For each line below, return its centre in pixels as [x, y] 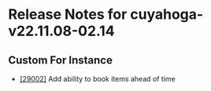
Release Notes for [68, 15]
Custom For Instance [60, 60]
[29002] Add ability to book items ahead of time [97, 79]
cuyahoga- [167, 15]
